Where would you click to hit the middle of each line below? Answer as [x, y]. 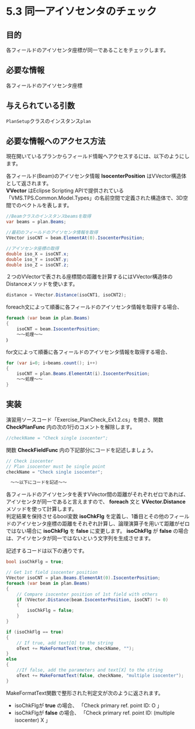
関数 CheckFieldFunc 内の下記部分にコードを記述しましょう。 [81, 450]
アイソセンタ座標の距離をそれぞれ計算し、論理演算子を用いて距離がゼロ [103, 523]
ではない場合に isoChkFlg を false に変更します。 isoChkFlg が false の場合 [97, 531]
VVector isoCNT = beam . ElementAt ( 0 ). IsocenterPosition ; [75, 238]
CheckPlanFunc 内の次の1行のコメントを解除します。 [71, 427]
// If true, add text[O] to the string [65, 643]
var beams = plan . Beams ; [36, 222]
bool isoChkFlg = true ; [35, 562]
